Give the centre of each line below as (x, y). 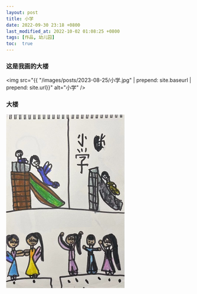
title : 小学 (20, 19)
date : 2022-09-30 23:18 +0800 (43, 25)
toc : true (19, 44)
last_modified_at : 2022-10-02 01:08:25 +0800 (63, 31)
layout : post (22, 12)
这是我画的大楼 (27, 66)
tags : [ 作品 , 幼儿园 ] (30, 38)
